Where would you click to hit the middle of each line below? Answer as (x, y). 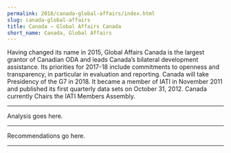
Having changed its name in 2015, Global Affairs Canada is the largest (106, 52)
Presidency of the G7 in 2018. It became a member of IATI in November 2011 (115, 82)
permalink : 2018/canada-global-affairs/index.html (81, 13)
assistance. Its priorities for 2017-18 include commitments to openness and (113, 67)
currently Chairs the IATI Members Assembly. (71, 96)
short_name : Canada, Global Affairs (59, 33)
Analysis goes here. (35, 116)
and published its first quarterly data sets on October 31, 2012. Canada (107, 89)
